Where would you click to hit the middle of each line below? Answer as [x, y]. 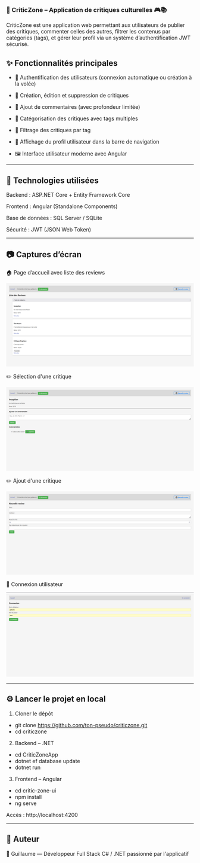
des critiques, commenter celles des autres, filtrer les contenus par [88, 32]
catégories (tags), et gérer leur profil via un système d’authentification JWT [99, 38]
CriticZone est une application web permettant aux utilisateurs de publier [96, 25]
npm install [28, 797]
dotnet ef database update [47, 761]
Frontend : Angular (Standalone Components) [62, 206]
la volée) [25, 84]
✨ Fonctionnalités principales [62, 63]
